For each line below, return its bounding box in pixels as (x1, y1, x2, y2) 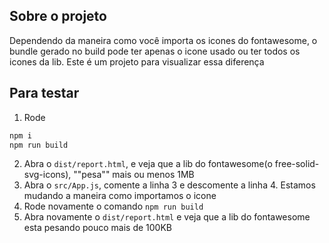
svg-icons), (23, 169, 72, 181)
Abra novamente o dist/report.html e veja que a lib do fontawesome (23, 211, 311, 223)
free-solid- (274, 158, 320, 170)
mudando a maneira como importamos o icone (23, 190, 217, 202)
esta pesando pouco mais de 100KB (23, 222, 172, 234)
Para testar (9, 85, 80, 102)
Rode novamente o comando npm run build (23, 200, 204, 213)
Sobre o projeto (9, 8, 107, 25)
